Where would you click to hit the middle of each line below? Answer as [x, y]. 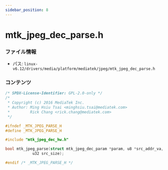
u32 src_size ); [48, 154]
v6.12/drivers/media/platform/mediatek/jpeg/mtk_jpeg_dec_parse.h [84, 69]
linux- [31, 64]
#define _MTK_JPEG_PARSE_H [34, 131]
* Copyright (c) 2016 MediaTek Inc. [46, 103]
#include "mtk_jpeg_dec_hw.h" [37, 140]
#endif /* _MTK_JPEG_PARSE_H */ [39, 163]
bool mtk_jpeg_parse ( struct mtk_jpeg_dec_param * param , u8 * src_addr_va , [85, 149]
